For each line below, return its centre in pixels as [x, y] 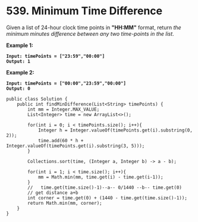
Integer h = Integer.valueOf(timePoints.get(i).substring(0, [115, 130]
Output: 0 [18, 88]
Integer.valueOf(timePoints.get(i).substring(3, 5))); [76, 146]
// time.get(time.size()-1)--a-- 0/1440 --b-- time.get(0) [105, 187]
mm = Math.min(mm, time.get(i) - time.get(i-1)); [100, 177]
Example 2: [20, 72]
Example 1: [20, 45]
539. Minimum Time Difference [84, 11]
